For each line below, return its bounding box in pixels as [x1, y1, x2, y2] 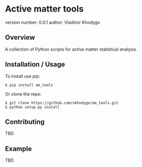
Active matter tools [5, 3, 84, 15]
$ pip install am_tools [5, 82, 53, 88]
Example [5, 144, 32, 153]
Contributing [5, 118, 45, 126]
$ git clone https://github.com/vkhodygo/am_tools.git [5, 100, 119, 105]
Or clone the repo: [5, 91, 42, 97]
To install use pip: [5, 73, 40, 79]
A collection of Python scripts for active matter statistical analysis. [5, 46, 138, 52]
